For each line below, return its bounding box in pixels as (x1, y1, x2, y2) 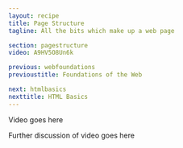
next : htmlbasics (8, 85, 67, 93)
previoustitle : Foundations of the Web (8, 71, 143, 79)
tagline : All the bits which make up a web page (8, 27, 175, 35)
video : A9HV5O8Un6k (8, 49, 74, 57)
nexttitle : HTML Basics (8, 92, 89, 101)
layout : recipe (8, 11, 60, 20)
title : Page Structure (8, 19, 85, 27)
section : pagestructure (8, 41, 89, 49)
